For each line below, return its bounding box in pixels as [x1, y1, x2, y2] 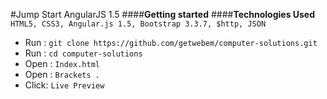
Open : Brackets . [24, 69, 101, 80]
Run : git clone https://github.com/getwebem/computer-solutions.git [24, 37, 318, 48]
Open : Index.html [24, 58, 101, 69]
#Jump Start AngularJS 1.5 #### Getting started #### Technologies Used [10, 9, 316, 20]
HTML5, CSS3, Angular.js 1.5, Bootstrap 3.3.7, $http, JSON [10, 19, 267, 29]
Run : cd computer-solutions [24, 47, 143, 59]
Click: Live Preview [24, 79, 105, 91]
